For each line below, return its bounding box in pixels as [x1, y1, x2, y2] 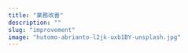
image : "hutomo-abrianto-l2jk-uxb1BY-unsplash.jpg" [8, 33, 181, 41]
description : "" [8, 19, 61, 26]
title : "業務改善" [8, 11, 65, 19]
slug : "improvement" [8, 26, 76, 34]
